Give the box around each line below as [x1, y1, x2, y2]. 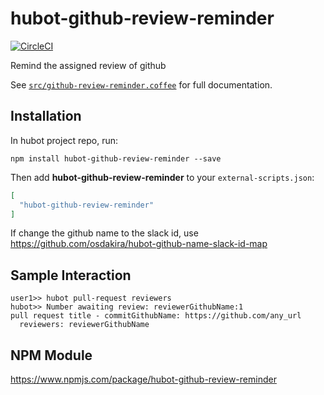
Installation [10, 108, 82, 125]
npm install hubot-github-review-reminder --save [10, 153, 222, 164]
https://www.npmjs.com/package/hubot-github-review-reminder [10, 373, 277, 385]
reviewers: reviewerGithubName [19, 320, 150, 330]
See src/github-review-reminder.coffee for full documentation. [10, 78, 273, 91]
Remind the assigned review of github [10, 59, 167, 71]
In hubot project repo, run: [10, 134, 119, 146]
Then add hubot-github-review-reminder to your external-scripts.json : [10, 171, 315, 183]
